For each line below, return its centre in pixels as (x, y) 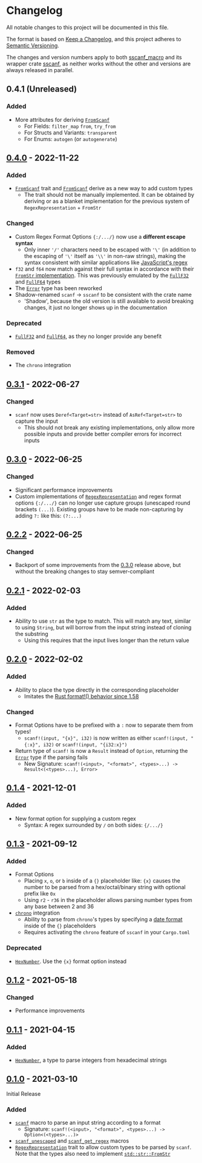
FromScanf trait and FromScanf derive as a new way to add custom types (104, 188)
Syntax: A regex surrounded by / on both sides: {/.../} (93, 825)
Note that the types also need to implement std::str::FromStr (93, 1154)
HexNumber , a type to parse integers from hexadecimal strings (91, 1060)
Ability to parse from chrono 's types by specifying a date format (103, 919)
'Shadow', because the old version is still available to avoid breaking (109, 301)
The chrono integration (43, 365)
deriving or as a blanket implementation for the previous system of (107, 201)
